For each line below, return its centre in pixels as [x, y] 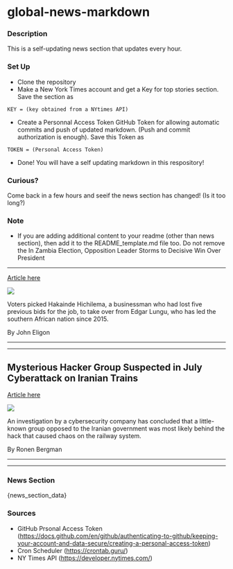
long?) [16, 203]
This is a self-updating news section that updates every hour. [95, 49]
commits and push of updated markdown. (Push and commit [104, 130]
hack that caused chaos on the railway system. [75, 436]
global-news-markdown [79, 12]
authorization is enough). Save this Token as [80, 137]
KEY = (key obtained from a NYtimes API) [68, 109]
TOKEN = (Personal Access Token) [55, 150]
